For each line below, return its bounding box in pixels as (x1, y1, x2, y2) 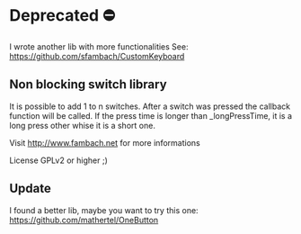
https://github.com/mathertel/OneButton (9, 214, 159, 225)
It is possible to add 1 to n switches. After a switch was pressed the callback (9, 101, 290, 112)
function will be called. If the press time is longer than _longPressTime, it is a (9, 110, 293, 121)
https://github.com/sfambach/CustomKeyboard (9, 50, 185, 61)
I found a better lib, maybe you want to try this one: (9, 204, 199, 215)
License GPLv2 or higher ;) (9, 155, 108, 166)
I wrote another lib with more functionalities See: (9, 40, 189, 52)
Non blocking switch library (9, 76, 168, 93)
